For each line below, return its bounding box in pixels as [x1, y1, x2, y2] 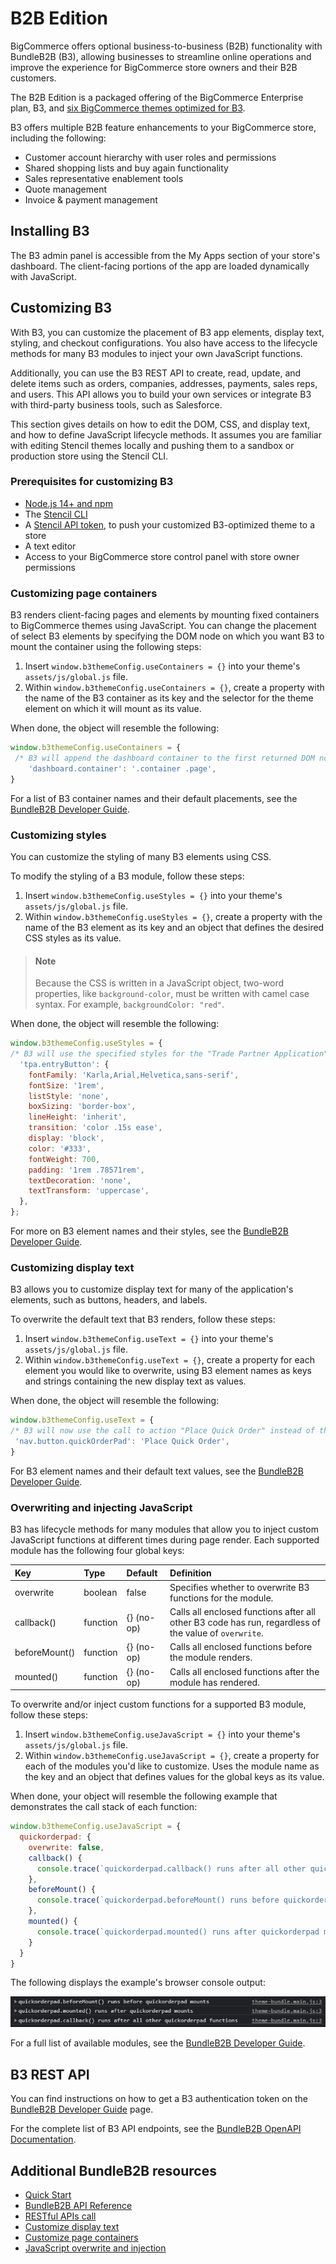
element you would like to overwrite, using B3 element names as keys [24, 1365, 312, 1377]
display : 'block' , [28, 1133, 105, 1144]
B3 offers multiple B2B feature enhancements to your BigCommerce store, [10, 121, 317, 133]
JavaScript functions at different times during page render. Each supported [10, 1534, 320, 1546]
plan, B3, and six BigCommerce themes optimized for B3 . [10, 102, 246, 114]
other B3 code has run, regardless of [169, 1617, 321, 1629]
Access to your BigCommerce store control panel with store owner [24, 550, 300, 562]
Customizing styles [10, 828, 107, 842]
